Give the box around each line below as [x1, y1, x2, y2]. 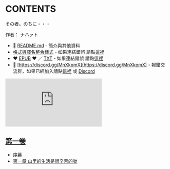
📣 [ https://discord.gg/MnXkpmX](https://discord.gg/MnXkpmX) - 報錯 [12, 61, 161, 68]
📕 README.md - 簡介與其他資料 [12, 42, 81, 49]
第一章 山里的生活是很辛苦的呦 [12, 158, 78, 164]
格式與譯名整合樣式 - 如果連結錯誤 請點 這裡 [12, 49, 105, 55]
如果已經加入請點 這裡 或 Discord [26, 68, 95, 74]
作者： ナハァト [5, 31, 39, 37]
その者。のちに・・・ [5, 20, 50, 27]
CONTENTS [5, 3, 56, 15]
